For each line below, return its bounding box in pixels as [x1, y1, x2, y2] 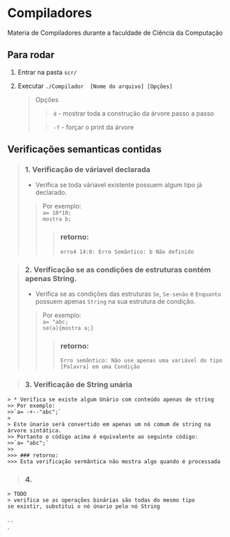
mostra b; [42, 216, 72, 223]
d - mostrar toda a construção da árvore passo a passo [53, 109, 214, 118]
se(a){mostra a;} [42, 325, 94, 332]
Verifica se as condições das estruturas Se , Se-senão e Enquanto [35, 289, 221, 299]
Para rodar [7, 49, 55, 61]
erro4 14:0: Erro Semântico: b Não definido [60, 248, 195, 255]
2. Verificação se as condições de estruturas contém [24, 265, 212, 275]
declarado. [35, 188, 67, 196]
